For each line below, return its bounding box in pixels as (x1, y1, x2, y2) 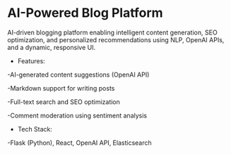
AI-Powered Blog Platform (7, 5, 164, 21)
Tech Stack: (17, 124, 53, 133)
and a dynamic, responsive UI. (7, 43, 96, 51)
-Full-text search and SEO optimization (7, 97, 120, 106)
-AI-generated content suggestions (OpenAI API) (7, 70, 150, 79)
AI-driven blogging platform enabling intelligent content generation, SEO (7, 28, 218, 37)
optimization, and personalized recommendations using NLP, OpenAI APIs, (7, 35, 225, 44)
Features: (17, 56, 46, 65)
